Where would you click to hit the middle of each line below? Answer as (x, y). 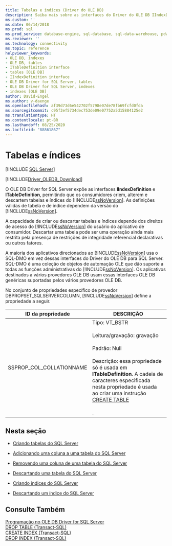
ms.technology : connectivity (36, 44)
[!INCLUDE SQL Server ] (30, 169)
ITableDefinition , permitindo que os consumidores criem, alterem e (76, 195)
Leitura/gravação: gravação (125, 336)
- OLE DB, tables (24, 63)
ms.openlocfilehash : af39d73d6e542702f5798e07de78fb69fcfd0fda (74, 106)
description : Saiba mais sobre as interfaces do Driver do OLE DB (78, 15)
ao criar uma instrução (119, 393)
